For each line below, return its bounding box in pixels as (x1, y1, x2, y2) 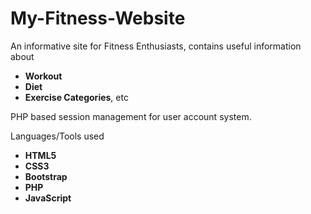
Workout (24, 70, 63, 82)
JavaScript (24, 192, 72, 204)
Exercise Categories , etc (24, 91, 129, 103)
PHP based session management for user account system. (10, 110, 252, 122)
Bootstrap (24, 170, 68, 182)
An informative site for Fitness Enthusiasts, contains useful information (10, 40, 302, 52)
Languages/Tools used (10, 130, 105, 142)
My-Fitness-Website (10, 7, 186, 30)
